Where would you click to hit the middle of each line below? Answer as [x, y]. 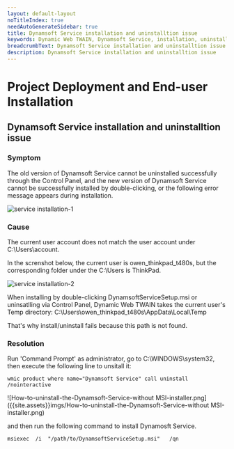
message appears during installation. [60, 195]
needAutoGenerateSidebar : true [53, 26]
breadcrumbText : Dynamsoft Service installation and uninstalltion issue [117, 46]
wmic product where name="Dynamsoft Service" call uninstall [98, 379]
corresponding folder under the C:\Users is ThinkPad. [84, 270]
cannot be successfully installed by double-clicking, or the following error [113, 188]
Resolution [26, 343]
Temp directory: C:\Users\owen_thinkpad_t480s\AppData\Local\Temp [107, 312]
